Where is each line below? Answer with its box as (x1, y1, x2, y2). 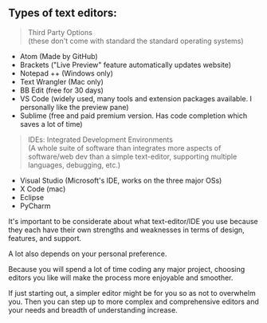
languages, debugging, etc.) (27, 160, 121, 170)
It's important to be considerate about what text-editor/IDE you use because (8, 216, 259, 226)
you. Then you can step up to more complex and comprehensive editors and (8, 297, 259, 306)
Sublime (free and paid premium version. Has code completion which (19, 111, 248, 120)
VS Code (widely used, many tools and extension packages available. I (19, 93, 253, 103)
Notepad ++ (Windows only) (19, 68, 114, 78)
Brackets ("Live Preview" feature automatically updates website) (19, 60, 232, 69)
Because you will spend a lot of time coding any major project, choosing (8, 264, 245, 274)
